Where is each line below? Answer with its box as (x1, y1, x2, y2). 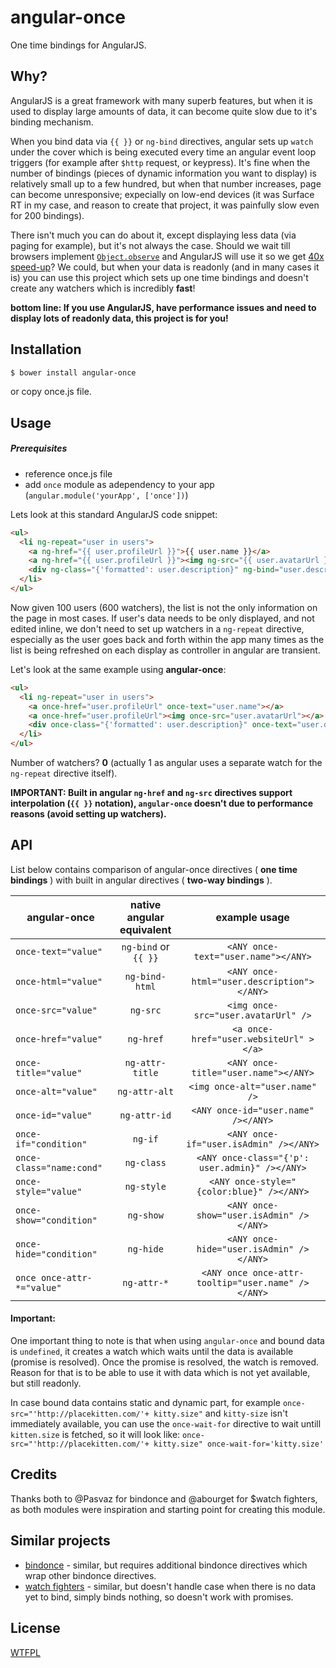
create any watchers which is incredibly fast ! (10, 282, 196, 294)
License (10, 1620, 61, 1637)
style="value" (15, 1186, 83, 1197)
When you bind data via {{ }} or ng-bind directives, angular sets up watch (10, 135, 314, 147)
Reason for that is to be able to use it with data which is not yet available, (10, 1367, 311, 1379)
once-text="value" (15, 946, 103, 957)
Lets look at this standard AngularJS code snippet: (10, 508, 218, 520)
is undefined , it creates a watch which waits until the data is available (10, 1346, 294, 1358)
